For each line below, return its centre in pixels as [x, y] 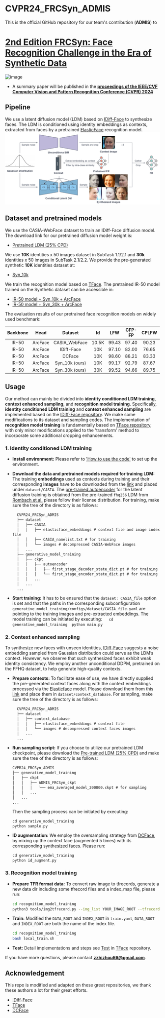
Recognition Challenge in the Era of [78, 53]
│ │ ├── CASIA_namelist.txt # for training [67, 540]
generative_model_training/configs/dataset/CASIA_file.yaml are [79, 609]
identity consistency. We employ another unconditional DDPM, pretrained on [82, 664]
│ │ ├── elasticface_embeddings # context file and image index [88, 530]
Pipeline [18, 107]
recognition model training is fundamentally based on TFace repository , [79, 425]
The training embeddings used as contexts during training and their [81, 479]
